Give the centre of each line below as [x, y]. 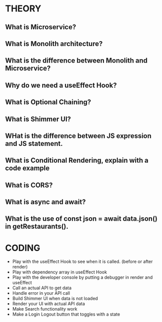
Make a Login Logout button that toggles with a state [66, 314]
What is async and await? [45, 202]
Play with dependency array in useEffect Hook [60, 272]
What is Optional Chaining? [48, 102]
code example [27, 168]
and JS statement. [34, 144]
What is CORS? [29, 185]
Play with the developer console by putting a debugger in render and [82, 277]
